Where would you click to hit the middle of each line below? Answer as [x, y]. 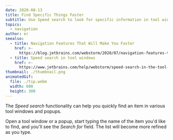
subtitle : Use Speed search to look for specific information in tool [83, 19]
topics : [14, 24]
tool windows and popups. [33, 111]
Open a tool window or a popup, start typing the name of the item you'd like [85, 121]
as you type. [19, 132]
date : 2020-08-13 [24, 10]
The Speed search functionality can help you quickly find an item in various [85, 106]
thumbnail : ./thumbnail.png [36, 72]
